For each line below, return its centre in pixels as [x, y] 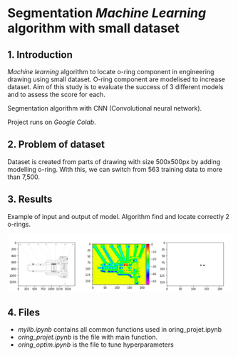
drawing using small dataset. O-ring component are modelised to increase [117, 79]
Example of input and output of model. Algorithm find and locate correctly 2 [118, 216]
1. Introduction [40, 55]
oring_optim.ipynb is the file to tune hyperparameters [96, 345]
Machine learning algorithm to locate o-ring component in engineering [111, 72]
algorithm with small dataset [93, 28]
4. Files [24, 312]
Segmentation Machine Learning [107, 13]
